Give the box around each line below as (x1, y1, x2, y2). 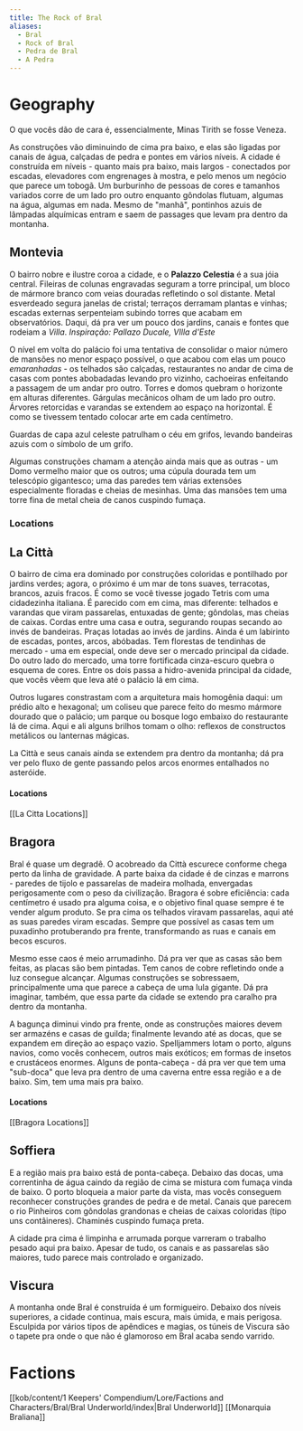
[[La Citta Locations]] (9, 808, 88, 819)
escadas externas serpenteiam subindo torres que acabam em (9, 307, 243, 317)
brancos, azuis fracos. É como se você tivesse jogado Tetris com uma (9, 588, 270, 599)
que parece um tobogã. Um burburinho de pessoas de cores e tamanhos (9, 180, 280, 191)
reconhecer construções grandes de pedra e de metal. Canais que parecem (9, 1196, 291, 1207)
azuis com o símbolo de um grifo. (9, 438, 133, 449)
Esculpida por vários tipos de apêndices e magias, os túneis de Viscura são (9, 1322, 290, 1332)
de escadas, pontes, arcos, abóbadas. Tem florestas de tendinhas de (9, 636, 266, 647)
